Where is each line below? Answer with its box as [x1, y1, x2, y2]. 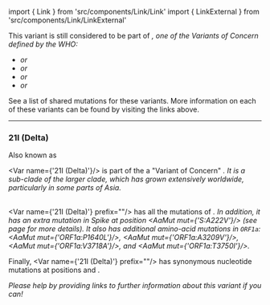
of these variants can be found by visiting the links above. [8, 104, 199, 114]
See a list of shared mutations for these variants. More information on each [8, 96, 257, 105]
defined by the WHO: [8, 39, 79, 49]
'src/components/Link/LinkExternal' [8, 15, 127, 25]
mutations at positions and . [8, 265, 100, 275]
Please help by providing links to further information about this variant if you [8, 281, 262, 291]
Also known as [8, 150, 57, 160]
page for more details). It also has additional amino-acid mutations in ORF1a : [8, 224, 261, 234]
